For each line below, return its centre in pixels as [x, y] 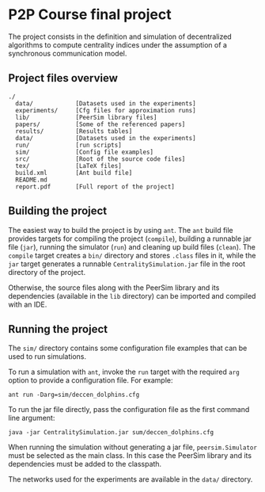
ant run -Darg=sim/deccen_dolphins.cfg [74, 395]
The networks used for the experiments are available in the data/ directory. [131, 479]
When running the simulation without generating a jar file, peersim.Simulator [132, 447]
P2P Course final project [90, 15]
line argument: [32, 418]
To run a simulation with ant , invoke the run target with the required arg [124, 372]
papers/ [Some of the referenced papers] [100, 124]
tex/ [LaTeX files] [69, 166]
